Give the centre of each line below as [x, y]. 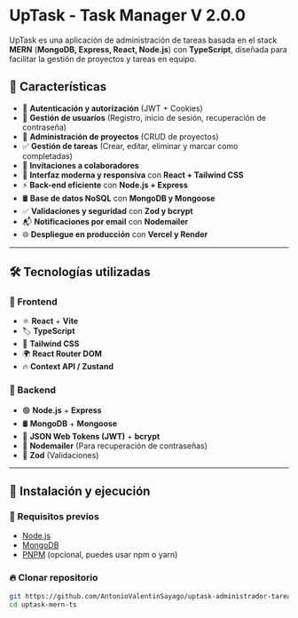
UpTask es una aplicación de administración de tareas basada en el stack [143, 40]
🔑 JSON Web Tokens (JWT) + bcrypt [91, 436]
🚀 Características [58, 87]
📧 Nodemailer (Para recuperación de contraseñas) [115, 446]
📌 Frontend [33, 302]
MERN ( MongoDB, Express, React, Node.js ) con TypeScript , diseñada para [149, 49]
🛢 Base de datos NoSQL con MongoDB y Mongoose [118, 198]
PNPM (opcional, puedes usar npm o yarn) [100, 555]
